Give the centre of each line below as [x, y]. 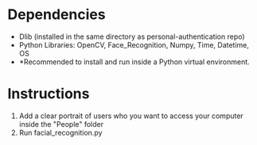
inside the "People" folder [61, 124]
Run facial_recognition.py [60, 132]
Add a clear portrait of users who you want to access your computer [131, 116]
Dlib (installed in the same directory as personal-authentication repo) [132, 36]
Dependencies [56, 15]
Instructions [49, 94]
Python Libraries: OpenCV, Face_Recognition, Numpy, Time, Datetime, [134, 44]
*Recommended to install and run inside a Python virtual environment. [134, 62]
